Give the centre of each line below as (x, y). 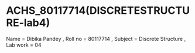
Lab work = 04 (24, 45)
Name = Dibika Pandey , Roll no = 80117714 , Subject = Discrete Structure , (96, 39)
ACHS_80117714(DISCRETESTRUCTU (98, 11)
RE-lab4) (28, 23)
